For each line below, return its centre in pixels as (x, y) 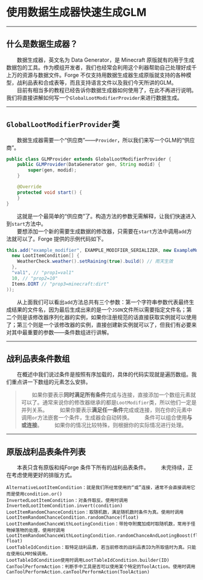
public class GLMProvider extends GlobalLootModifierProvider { (89, 159)
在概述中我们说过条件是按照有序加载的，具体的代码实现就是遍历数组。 (104, 374)
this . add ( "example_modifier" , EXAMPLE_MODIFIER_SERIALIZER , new (89, 250)
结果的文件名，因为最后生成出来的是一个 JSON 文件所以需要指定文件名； (99, 309)
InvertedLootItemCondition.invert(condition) (64, 506)
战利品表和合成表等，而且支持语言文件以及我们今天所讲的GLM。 (97, 82)
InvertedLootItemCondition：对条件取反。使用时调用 (67, 501)
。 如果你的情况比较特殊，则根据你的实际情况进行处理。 (112, 425)
